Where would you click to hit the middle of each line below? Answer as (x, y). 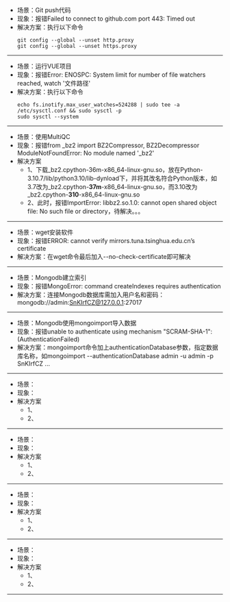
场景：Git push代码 (44, 10)
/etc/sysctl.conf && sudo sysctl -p (69, 111)
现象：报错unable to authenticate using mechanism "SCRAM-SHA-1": (115, 331)
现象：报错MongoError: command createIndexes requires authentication (119, 286)
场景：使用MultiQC (43, 137)
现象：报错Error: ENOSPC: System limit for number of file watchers (111, 75)
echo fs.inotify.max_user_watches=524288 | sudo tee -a (98, 105)
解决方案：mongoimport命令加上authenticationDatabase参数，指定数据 (118, 347)
